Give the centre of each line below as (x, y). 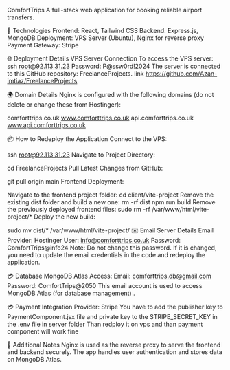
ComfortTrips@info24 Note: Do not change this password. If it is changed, (112, 248)
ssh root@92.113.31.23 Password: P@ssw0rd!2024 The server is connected (114, 66)
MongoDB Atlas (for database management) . (71, 293)
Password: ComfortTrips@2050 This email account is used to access (105, 286)
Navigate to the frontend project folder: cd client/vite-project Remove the (111, 195)
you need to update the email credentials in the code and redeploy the (106, 255)
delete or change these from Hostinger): (64, 105)
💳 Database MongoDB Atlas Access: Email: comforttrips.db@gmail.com (109, 276)
